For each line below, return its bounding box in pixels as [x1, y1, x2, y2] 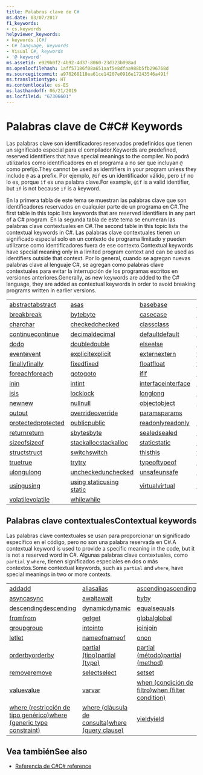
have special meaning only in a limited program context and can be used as [6, 248, 195, 255]
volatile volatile [9, 495, 50, 503]
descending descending [9, 604, 77, 612]
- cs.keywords [6, 25, 42, 32]
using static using [70, 477, 119, 486]
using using [9, 481, 41, 490]
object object [139, 398, 175, 407]
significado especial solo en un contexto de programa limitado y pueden [6, 235, 186, 243]
